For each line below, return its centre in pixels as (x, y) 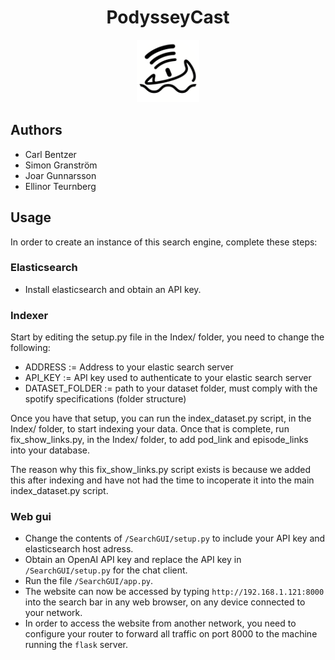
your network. (53, 613)
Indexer (29, 315)
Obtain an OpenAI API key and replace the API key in (133, 560)
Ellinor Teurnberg (60, 186)
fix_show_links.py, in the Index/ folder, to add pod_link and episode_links (159, 440)
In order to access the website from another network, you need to (160, 623)
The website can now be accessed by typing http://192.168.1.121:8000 (174, 592)
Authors (36, 130)
